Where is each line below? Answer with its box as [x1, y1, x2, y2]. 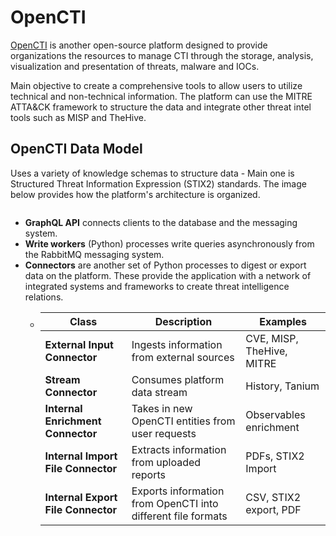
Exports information [131, 484, 225, 498]
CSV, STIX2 [245, 490, 301, 504]
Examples [259, 314, 308, 328]
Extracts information [131, 442, 227, 456]
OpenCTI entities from [131, 414, 236, 428]
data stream [131, 385, 188, 399]
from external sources [131, 350, 235, 364]
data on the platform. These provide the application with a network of [24, 269, 312, 281]
